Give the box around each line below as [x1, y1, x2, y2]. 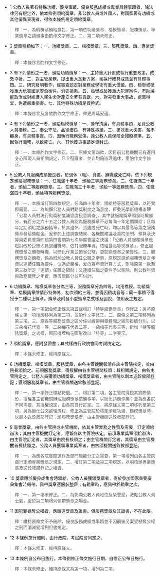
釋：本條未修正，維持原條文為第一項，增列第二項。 [14, 566, 117, 572]
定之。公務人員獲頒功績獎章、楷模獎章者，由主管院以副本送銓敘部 [18, 373, 151, 379]
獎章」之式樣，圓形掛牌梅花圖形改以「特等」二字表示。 [18, 330, 130, 336]
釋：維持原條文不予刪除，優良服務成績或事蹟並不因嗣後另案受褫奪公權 [14, 519, 156, 524]
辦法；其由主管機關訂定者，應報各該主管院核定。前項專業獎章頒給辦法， [9, 430, 155, 436]
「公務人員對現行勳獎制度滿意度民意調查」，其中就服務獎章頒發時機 [14, 213, 149, 218]
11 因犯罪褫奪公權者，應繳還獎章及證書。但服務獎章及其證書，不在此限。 [9, 508, 156, 514]
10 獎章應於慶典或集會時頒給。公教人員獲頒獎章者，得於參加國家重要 [9, 475, 148, 481]
